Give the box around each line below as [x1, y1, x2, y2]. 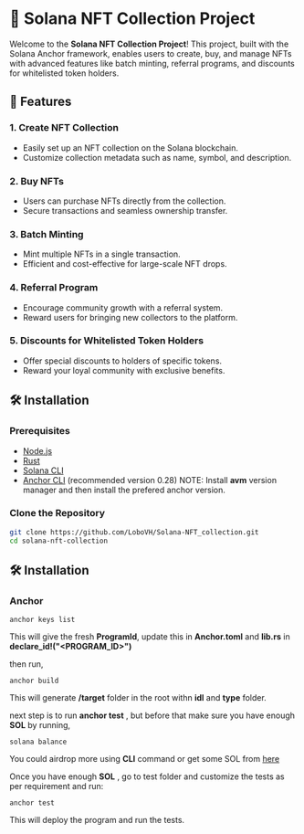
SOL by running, [9, 720, 71, 731]
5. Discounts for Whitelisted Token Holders [9, 334, 204, 347]
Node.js [22, 445, 53, 456]
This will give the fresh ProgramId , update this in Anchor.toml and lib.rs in [9, 631, 290, 642]
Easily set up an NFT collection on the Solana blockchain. [22, 142, 239, 153]
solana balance [9, 737, 68, 747]
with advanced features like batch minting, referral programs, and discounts [9, 58, 295, 69]
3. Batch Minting [9, 227, 84, 240]
